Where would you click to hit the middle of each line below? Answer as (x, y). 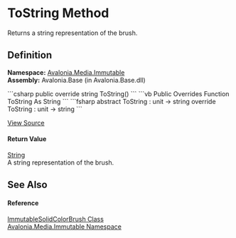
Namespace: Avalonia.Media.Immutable (66, 72)
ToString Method (58, 13)
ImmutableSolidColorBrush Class (56, 219)
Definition (29, 55)
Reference (23, 203)
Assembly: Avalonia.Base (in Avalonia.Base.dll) (76, 80)
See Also (27, 185)
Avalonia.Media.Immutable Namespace (65, 227)
